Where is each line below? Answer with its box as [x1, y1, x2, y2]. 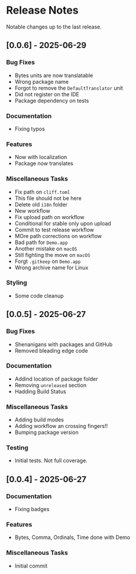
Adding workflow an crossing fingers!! [14, 423, 108, 430]
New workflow [14, 207, 50, 214]
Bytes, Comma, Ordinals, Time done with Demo [14, 534, 131, 541]
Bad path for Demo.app [14, 239, 68, 246]
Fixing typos [14, 125, 46, 132]
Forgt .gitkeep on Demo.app [14, 258, 81, 265]
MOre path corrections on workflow [14, 232, 102, 239]
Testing [6, 443, 28, 452]
